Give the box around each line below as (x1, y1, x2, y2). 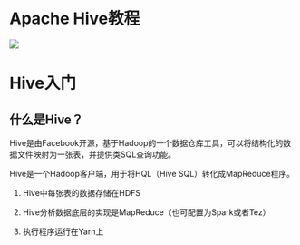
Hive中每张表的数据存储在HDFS (22, 187, 141, 198)
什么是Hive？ (9, 112, 84, 127)
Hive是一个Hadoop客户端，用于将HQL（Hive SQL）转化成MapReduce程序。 (9, 168, 295, 179)
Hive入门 (9, 73, 77, 93)
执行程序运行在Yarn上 (22, 226, 104, 237)
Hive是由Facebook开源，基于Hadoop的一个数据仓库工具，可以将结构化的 (9, 137, 284, 148)
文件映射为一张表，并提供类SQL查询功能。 (16, 149, 177, 160)
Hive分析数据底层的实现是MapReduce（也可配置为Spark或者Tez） (22, 206, 271, 218)
